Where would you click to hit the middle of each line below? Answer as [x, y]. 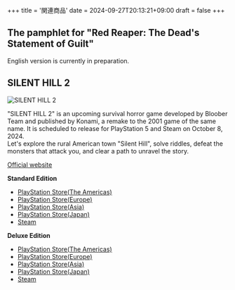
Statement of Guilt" [51, 44]
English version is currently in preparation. [68, 61]
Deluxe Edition [29, 235]
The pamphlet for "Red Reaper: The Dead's [103, 33]
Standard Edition [32, 178]
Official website [30, 165]
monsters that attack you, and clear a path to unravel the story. [98, 151]
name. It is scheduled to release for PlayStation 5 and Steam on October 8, [115, 128]
